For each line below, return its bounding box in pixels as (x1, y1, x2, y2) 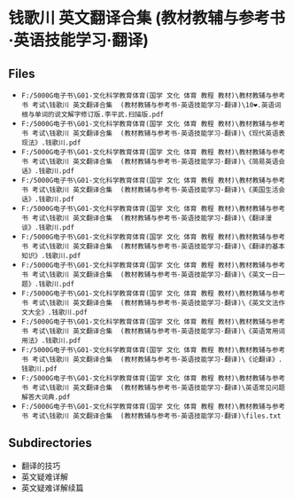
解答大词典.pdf (20, 393, 71, 402)
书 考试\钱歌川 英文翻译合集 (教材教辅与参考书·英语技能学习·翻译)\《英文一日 (20, 270, 279, 279)
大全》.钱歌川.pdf (27, 308, 88, 317)
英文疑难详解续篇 (20, 482, 84, 493)
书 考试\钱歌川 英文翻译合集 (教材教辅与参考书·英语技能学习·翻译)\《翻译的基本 (20, 242, 285, 251)
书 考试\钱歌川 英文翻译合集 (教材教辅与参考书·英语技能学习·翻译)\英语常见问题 (20, 383, 285, 392)
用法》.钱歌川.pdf (20, 336, 81, 345)
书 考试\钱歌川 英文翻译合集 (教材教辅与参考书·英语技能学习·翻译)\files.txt (20, 411, 282, 420)
